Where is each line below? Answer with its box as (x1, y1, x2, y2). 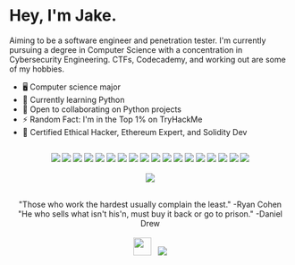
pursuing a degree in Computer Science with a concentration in (9, 44, 243, 55)
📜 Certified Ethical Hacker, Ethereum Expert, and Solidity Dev (21, 126, 248, 137)
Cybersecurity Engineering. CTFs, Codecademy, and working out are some (9, 54, 286, 64)
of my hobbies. (9, 64, 65, 74)
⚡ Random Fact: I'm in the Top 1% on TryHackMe (21, 114, 203, 124)
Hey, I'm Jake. (9, 5, 117, 26)
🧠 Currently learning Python (21, 94, 125, 105)
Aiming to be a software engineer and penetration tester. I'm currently (9, 35, 266, 46)
